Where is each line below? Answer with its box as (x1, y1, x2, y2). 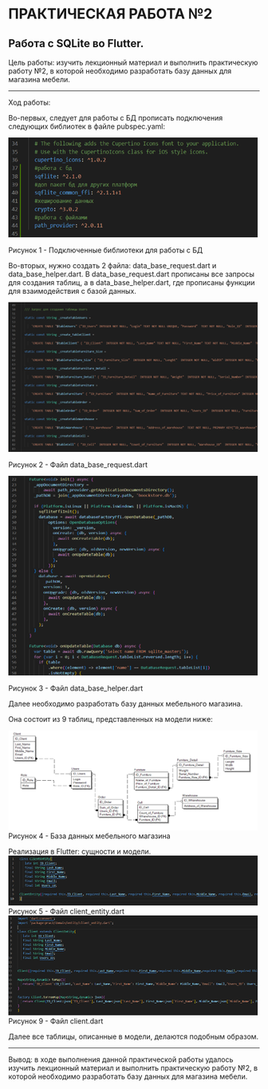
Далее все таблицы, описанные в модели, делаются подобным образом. (8, 1032, 259, 1041)
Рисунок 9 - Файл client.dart (8, 1016, 104, 1026)
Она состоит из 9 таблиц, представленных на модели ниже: (8, 715, 213, 723)
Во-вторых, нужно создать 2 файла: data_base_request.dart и (8, 261, 217, 270)
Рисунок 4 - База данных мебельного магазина (8, 831, 171, 841)
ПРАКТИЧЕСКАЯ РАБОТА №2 (8, 5, 213, 23)
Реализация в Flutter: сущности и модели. (8, 847, 152, 856)
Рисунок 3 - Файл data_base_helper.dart (8, 683, 144, 693)
